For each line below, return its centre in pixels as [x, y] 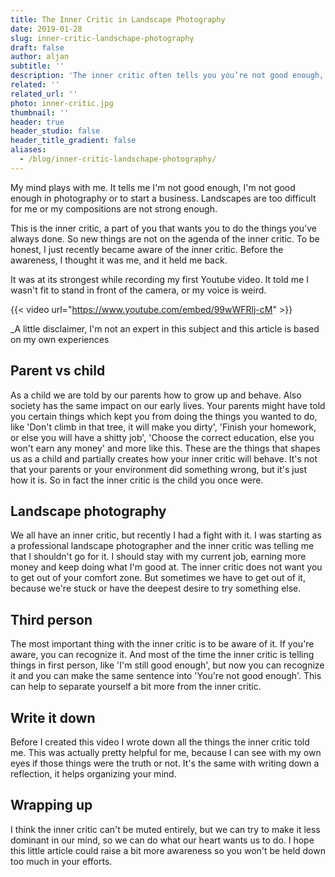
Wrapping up [51, 805]
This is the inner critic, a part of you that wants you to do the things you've [163, 228]
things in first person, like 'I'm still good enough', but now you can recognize [167, 665]
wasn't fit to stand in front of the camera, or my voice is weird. [138, 290]
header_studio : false [55, 131]
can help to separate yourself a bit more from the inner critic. [136, 687]
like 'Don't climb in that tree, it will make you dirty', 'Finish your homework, [163, 427]
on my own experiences [60, 339]
